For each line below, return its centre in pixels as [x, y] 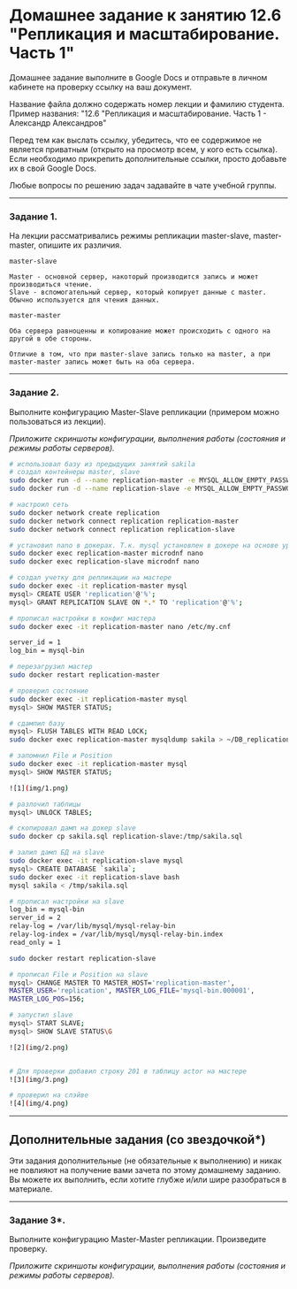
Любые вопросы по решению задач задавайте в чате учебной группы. [143, 185]
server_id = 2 [35, 918]
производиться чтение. [51, 285]
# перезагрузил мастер [51, 667]
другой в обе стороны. [51, 339]
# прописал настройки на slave [67, 902]
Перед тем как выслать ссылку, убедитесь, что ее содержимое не [136, 140]
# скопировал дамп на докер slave [73, 828]
